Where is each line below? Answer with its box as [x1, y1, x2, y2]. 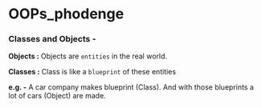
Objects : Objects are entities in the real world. [8, 51, 167, 61]
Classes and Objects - [8, 34, 96, 45]
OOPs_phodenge [8, 5, 125, 23]
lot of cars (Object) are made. [8, 91, 106, 101]
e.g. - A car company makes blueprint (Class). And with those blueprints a [8, 82, 255, 92]
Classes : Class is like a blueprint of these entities [8, 67, 177, 77]
